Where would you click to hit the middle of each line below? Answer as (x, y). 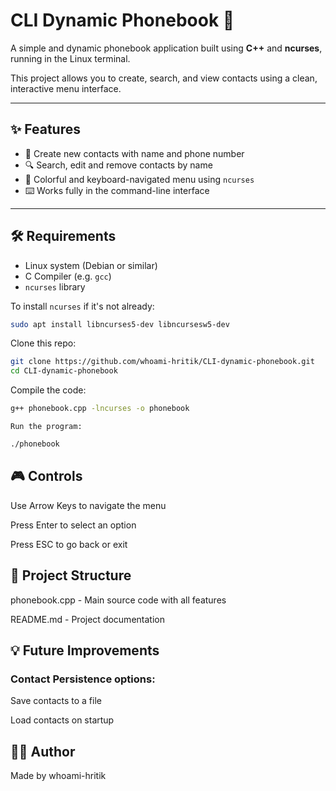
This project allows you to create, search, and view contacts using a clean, (164, 78)
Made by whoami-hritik (58, 776)
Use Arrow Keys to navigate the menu (88, 505)
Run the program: (46, 427)
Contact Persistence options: (83, 679)
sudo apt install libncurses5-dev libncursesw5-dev (120, 324)
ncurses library (55, 286)
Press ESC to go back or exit (69, 544)
